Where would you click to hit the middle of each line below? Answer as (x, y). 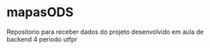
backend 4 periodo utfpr (42, 39)
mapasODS (40, 12)
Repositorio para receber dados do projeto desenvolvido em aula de (105, 32)
